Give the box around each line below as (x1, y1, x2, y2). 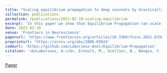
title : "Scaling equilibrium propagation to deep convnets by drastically (5, 7, 164, 12)
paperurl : (5, 35, 26, 40)
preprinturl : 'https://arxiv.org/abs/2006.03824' (5, 39, 110, 44)
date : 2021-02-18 (5, 26, 41, 31)
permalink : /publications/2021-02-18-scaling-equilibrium (5, 16, 128, 21)
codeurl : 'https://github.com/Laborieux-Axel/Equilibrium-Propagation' (5, 44, 157, 49)
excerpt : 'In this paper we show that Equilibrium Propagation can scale (5, 21, 162, 26)
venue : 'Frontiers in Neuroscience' (5, 30, 81, 35)
